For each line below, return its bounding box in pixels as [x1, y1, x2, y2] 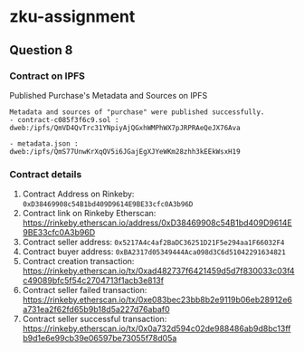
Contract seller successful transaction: [22, 314, 167, 325]
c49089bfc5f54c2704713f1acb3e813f [22, 275, 165, 286]
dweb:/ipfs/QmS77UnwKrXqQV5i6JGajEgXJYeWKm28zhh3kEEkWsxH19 [9, 147, 242, 156]
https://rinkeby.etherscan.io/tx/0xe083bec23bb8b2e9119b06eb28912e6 [22, 294, 292, 305]
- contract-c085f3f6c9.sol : [9, 115, 119, 124]
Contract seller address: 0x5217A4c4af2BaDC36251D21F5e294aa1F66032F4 [22, 237, 285, 248]
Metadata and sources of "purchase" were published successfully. [9, 107, 265, 117]
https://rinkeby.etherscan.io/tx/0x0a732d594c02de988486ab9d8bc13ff [22, 323, 291, 334]
